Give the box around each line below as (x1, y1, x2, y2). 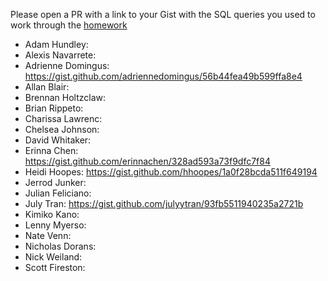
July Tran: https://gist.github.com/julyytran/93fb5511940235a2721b (24, 198, 304, 209)
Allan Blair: (24, 81, 70, 93)
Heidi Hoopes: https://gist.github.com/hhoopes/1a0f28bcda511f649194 (24, 166, 318, 178)
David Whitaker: (24, 134, 92, 146)
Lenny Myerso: (24, 219, 87, 231)
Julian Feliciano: (24, 187, 92, 199)
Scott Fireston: (24, 262, 86, 273)
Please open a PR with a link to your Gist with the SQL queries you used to (10, 9, 316, 20)
